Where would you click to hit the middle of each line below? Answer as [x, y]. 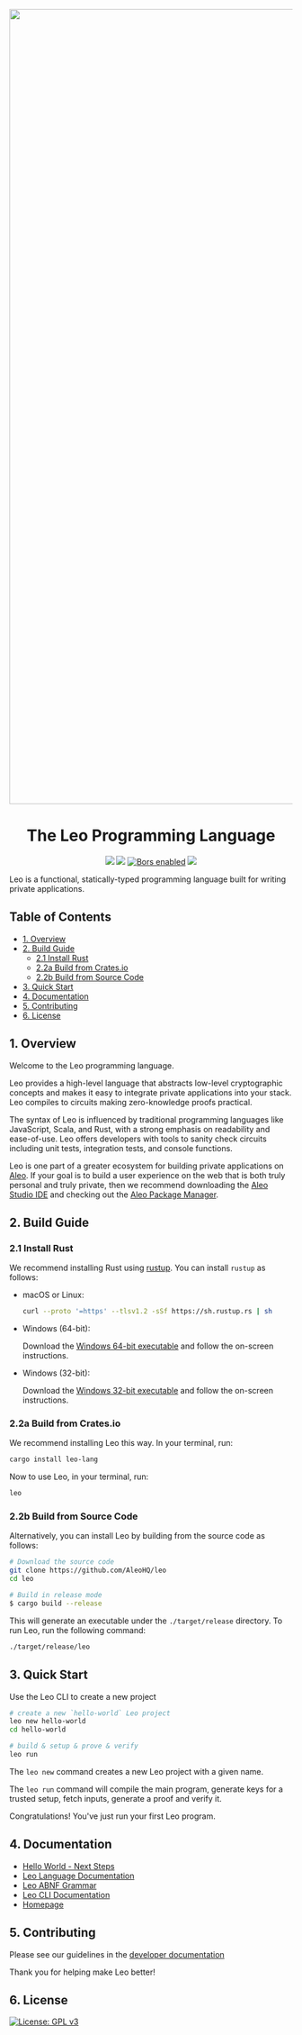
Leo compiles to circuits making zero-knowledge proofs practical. [131, 1102]
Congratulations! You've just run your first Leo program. [112, 1816]
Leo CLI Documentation [66, 1894]
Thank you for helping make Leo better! [82, 1972]
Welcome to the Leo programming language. [92, 1065]
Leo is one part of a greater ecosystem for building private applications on [147, 1166]
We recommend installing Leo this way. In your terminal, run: [121, 1443]
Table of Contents [61, 918]
